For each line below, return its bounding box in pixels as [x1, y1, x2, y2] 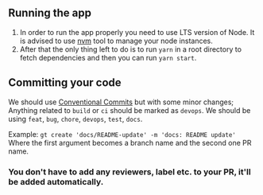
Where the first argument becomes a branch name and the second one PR [8, 138, 252, 147]
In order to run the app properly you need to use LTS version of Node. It [19, 27, 255, 37]
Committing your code [8, 76, 122, 90]
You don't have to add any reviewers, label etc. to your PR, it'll [8, 166, 252, 177]
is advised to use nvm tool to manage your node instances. [19, 36, 213, 45]
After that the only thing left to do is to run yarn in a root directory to [19, 44, 242, 54]
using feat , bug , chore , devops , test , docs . [8, 114, 143, 123]
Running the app [8, 6, 91, 20]
